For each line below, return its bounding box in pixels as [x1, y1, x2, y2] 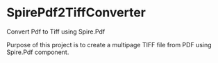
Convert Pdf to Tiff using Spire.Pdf [6, 27, 106, 36]
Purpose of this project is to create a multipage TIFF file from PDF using [6, 40, 212, 49]
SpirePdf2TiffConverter [6, 5, 146, 21]
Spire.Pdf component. [6, 48, 69, 56]
